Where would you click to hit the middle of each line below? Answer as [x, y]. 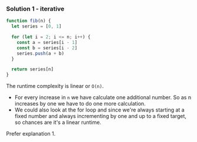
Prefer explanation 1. [31, 134]
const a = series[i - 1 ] [47, 42]
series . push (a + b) [41, 53]
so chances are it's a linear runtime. [58, 123]
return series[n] [33, 69]
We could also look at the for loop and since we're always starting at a [99, 110]
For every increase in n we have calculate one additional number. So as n [103, 97]
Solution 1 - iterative [35, 9]
